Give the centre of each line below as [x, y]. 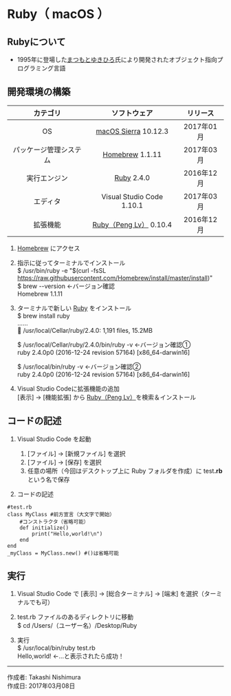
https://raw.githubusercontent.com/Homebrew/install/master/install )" [115, 278]
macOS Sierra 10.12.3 [132, 131]
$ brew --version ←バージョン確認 [66, 286]
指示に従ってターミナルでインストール [71, 263]
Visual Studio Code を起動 [54, 439]
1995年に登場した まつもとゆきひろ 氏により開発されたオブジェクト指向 [117, 60]
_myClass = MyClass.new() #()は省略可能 [63, 553]
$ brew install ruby [43, 316]
